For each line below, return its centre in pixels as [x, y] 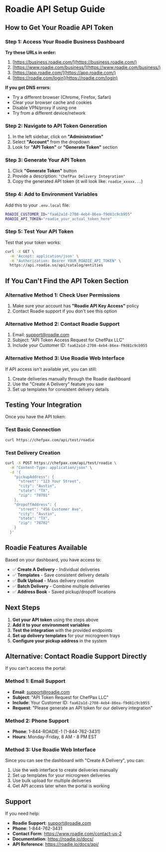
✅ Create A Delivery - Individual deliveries [56, 569]
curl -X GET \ [20, 251]
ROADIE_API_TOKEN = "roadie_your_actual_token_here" [59, 219]
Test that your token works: [33, 242]
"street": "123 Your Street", [49, 481]
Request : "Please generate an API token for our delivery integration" [83, 708]
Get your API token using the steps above [55, 620]
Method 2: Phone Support [37, 720]
